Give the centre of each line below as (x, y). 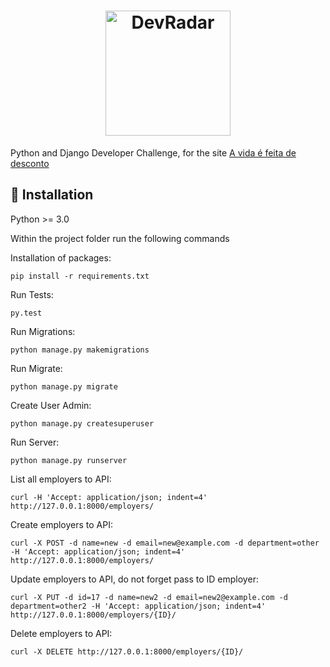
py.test (26, 313)
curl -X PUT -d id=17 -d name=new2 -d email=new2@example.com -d (149, 597)
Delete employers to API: (61, 633)
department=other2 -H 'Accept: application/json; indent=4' (138, 606)
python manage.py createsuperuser (82, 423)
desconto (30, 163)
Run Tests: (32, 294)
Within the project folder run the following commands (120, 238)
